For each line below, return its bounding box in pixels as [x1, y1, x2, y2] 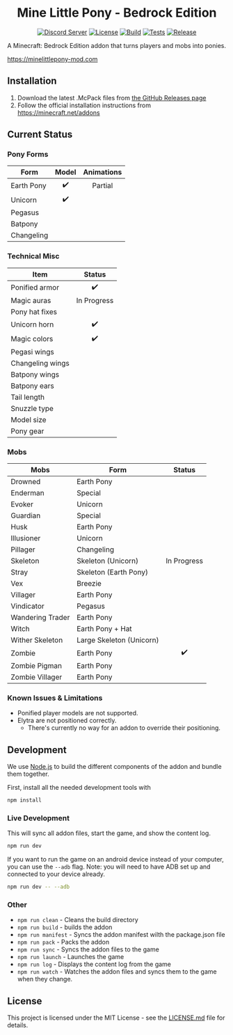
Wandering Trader [10, 613, 70, 623]
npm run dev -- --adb [7, 883, 70, 891]
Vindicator [10, 601, 45, 611]
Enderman [10, 488, 45, 498]
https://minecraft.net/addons [17, 108, 100, 116]
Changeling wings [10, 358, 70, 368]
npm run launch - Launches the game [17, 953, 124, 961]
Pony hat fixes [10, 306, 58, 316]
